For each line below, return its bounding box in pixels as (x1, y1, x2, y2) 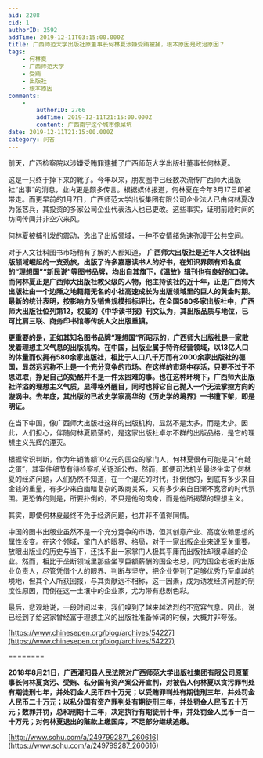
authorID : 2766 (36, 107, 86, 115)
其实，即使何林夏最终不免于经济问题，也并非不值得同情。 (8, 510, 193, 519)
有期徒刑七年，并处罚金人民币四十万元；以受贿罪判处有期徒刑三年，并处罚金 (8, 687, 255, 697)
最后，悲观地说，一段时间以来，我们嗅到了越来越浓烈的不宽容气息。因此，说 (8, 602, 255, 612)
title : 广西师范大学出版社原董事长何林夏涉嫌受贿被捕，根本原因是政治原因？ (8, 41, 225, 49)
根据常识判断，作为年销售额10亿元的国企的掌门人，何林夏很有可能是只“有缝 (8, 454, 252, 464)
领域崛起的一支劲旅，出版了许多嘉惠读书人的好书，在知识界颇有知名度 (14, 257, 241, 267)
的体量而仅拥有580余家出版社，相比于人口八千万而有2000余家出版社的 (8, 352, 239, 362)
